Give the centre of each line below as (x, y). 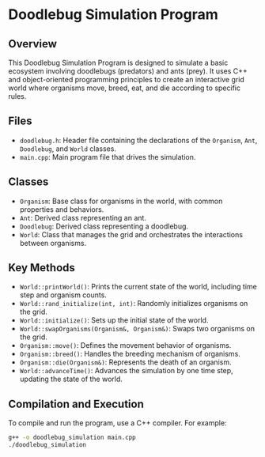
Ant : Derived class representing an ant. (83, 217)
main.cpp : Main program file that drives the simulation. (108, 157)
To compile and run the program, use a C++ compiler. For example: (117, 423)
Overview (33, 44)
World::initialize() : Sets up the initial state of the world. (114, 320)
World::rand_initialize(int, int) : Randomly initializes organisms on (134, 304)
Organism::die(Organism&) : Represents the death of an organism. (125, 362)
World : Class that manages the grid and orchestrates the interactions (131, 234)
